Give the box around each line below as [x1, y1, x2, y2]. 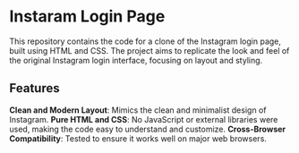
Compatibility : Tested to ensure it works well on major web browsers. [9, 132, 267, 144]
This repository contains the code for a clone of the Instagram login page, [9, 36, 282, 47]
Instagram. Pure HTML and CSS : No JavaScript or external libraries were [9, 114, 278, 124]
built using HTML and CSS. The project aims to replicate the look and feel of [9, 45, 290, 55]
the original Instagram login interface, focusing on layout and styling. [9, 55, 263, 65]
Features [9, 81, 60, 96]
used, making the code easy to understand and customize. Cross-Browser [9, 123, 286, 134]
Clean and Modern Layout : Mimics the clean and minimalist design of [9, 105, 267, 115]
